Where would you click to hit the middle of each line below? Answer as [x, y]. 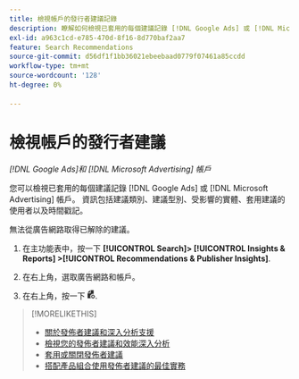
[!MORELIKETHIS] [64, 314]
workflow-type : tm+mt [50, 66]
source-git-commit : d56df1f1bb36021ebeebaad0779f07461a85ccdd [127, 57]
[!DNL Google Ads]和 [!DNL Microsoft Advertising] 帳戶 [110, 169]
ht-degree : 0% [36, 85]
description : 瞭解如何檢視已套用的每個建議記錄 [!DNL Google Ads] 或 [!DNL [142, 28]
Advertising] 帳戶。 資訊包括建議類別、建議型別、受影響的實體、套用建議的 [147, 199]
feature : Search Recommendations [71, 47]
